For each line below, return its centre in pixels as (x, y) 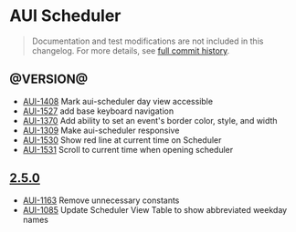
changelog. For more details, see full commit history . (131, 50)
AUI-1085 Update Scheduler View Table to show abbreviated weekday (155, 209)
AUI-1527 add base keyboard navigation (98, 111)
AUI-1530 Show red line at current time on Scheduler (122, 140)
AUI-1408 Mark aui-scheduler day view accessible (117, 101)
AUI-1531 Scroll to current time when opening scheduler (128, 149)
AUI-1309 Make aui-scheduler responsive (101, 130)
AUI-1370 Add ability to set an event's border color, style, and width (150, 120)
